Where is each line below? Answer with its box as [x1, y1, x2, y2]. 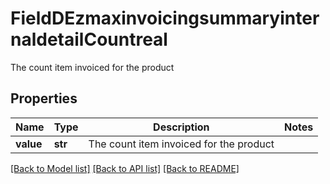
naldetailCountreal [10, 28, 168, 51]
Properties [10, 90, 78, 107]
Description [153, 120, 210, 134]
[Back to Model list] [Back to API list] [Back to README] [10, 162, 240, 174]
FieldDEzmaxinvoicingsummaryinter [10, 7, 320, 30]
